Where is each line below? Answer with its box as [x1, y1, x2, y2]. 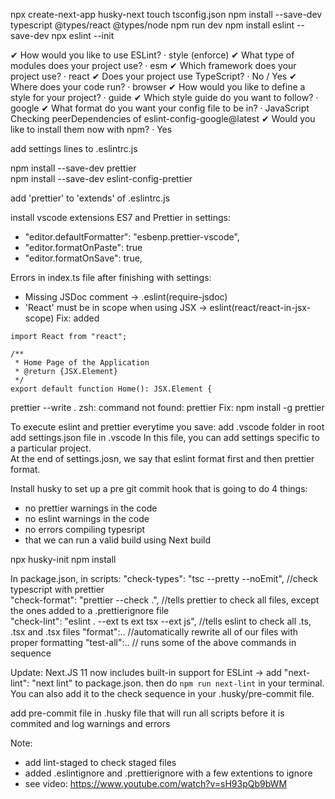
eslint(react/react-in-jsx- [209, 302, 312, 313]
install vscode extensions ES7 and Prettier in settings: [10, 212, 231, 223]
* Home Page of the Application [14, 358, 150, 368]
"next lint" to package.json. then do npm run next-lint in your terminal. [31, 677, 325, 689]
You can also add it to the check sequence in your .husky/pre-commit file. [10, 688, 315, 699]
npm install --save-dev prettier [10, 162, 137, 174]
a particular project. [10, 442, 92, 454]
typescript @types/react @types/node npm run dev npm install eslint [10, 19, 295, 31]
